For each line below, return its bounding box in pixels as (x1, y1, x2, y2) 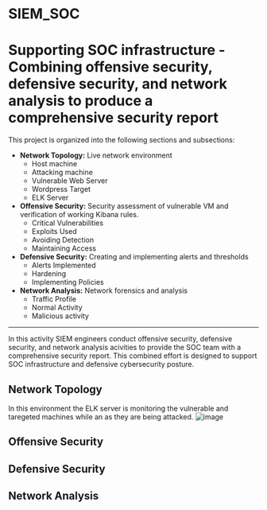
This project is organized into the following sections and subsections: (8, 135, 235, 145)
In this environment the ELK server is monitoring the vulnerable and (8, 403, 229, 413)
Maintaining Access (31, 243, 97, 253)
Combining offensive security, (8, 58, 213, 76)
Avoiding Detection (31, 236, 94, 245)
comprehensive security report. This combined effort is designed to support (8, 351, 257, 360)
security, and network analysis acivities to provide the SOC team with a (8, 343, 242, 352)
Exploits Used (31, 227, 77, 236)
